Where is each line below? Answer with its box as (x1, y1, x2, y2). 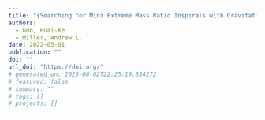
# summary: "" (8, 84, 55, 93)
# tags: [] (8, 92, 44, 100)
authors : (8, 19, 37, 27)
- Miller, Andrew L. (15, 33, 83, 42)
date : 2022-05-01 (8, 41, 65, 49)
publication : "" (8, 48, 62, 56)
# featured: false (8, 77, 69, 85)
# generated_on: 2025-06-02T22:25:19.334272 (8, 70, 157, 78)
